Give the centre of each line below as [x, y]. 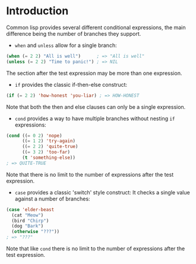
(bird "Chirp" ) [30, 221]
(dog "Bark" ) [28, 226]
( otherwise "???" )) [36, 232]
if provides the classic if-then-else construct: [71, 84]
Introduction [37, 11]
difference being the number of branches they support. [74, 33]
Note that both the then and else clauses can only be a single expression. [96, 107]
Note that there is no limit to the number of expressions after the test [90, 174]
